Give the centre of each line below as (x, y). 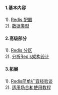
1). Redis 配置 (19, 19)
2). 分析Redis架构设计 (27, 56)
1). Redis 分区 (19, 50)
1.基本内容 (16, 7)
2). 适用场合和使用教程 (28, 87)
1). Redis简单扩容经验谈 (29, 81)
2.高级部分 (16, 38)
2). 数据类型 (17, 26)
